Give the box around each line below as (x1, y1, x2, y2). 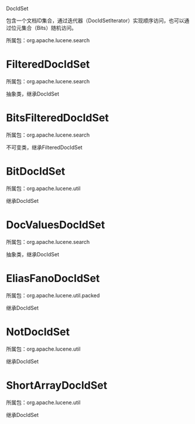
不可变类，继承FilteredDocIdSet (6, 144, 83, 151)
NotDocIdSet (6, 325, 70, 338)
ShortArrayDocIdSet (6, 378, 108, 392)
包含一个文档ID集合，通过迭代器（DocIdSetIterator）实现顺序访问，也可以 (6, 17, 184, 24)
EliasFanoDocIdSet (6, 272, 100, 285)
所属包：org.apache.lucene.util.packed (6, 291, 100, 299)
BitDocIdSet (6, 165, 66, 178)
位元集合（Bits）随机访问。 (11, 25, 77, 31)
